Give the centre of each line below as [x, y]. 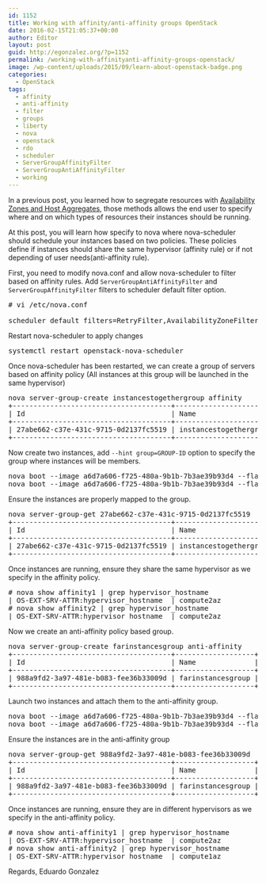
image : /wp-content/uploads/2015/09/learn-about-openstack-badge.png [125, 67]
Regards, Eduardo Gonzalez [54, 871]
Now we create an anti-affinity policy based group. [91, 631]
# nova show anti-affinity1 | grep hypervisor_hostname [119, 832]
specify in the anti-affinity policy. [62, 817]
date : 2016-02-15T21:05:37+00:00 [63, 30]
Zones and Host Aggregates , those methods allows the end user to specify [130, 208]
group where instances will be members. [74, 461]
